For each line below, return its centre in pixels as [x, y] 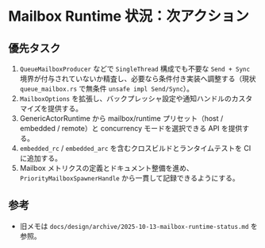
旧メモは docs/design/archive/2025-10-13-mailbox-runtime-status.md [134, 226]
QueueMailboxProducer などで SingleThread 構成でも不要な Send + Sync [135, 69]
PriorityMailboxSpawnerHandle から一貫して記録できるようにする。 [129, 178]
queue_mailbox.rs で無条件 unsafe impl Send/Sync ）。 [107, 89]
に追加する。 [40, 158]
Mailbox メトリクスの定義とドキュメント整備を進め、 [106, 168]
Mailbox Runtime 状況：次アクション [129, 16]
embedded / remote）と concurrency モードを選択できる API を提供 [131, 128]
